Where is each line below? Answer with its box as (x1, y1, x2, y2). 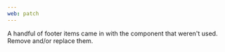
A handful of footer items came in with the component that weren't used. (7, 29, 218, 37)
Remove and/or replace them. (7, 36, 94, 45)
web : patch (7, 10, 39, 17)
